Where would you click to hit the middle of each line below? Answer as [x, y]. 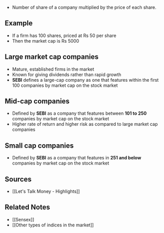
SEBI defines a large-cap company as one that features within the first [85, 80]
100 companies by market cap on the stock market [65, 85]
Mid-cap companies [37, 101]
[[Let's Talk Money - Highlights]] [46, 191]
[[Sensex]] [23, 219]
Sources [18, 179]
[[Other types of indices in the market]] [53, 225]
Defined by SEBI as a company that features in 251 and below [76, 158]
